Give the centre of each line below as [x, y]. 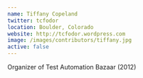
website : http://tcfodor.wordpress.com [67, 34]
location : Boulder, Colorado [51, 27]
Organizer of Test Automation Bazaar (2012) [72, 67]
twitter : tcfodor [33, 21]
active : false [28, 47]
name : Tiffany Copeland [43, 14]
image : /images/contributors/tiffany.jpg [70, 40]
